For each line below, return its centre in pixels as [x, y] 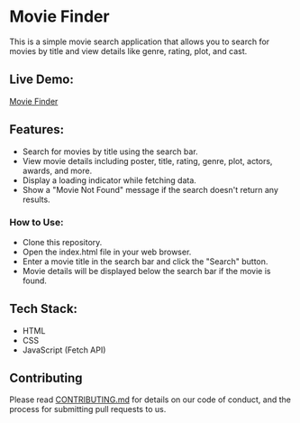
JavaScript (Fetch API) [64, 350]
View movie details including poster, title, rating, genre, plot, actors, [147, 161]
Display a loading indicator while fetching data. [109, 180]
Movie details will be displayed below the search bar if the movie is [146, 271]
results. [36, 199]
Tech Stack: [44, 309]
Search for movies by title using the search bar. [110, 152]
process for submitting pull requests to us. [88, 409]
